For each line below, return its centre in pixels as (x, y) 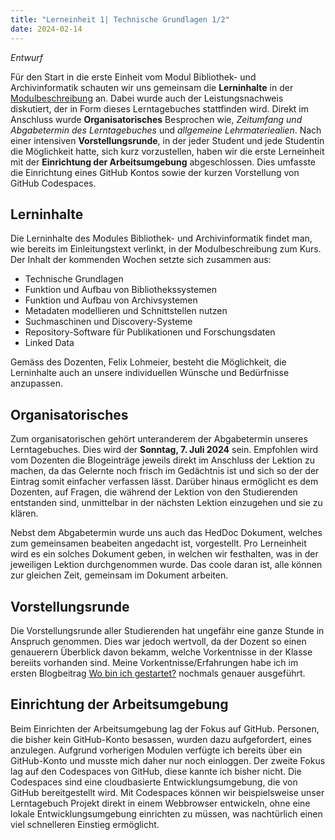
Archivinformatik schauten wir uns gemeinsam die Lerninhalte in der (152, 87)
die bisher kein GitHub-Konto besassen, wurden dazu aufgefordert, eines (161, 739)
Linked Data (49, 343)
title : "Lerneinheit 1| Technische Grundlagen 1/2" (120, 19)
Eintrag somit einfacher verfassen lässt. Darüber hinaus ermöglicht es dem (164, 482)
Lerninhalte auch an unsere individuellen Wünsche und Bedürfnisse (150, 373)
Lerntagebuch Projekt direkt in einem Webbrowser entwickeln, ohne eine (160, 803)
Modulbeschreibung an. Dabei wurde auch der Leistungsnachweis (147, 98)
